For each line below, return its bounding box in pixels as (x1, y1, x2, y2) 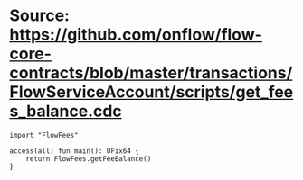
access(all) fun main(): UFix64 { (9, 146, 140, 156)
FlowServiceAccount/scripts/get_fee (9, 82, 294, 103)
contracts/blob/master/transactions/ (9, 63, 293, 84)
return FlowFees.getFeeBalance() (25, 154, 152, 163)
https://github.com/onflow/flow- (9, 24, 262, 45)
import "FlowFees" (9, 130, 79, 139)
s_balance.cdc (9, 101, 122, 121)
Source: (9, 5, 71, 26)
